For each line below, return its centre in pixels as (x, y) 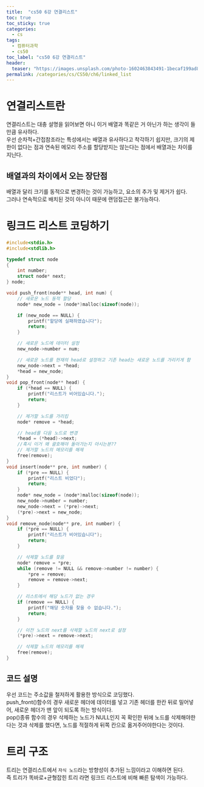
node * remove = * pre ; (44, 563)
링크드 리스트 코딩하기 (58, 226)
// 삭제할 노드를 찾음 (41, 557)
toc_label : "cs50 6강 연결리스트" (46, 57)
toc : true (19, 18)
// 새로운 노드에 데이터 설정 (48, 344)
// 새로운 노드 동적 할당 (44, 298)
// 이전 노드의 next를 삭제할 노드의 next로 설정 (72, 630)
